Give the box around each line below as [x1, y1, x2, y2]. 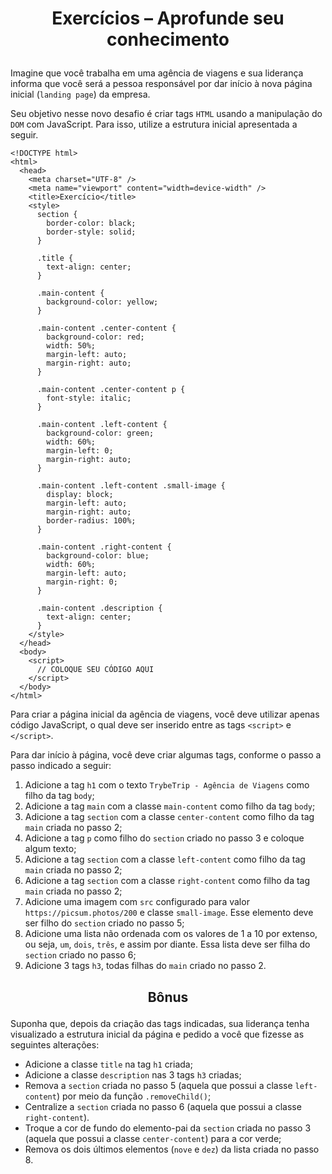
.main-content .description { [36, 603, 163, 614]
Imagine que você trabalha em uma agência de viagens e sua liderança [10, 67, 304, 79]
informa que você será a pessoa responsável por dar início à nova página [10, 78, 313, 90]
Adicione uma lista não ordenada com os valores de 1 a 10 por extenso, [24, 928, 318, 940]
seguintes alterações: [10, 1038, 100, 1051]
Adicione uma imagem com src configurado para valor [24, 896, 250, 908]
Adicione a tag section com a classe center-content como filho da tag [24, 811, 315, 823]
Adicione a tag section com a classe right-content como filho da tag [24, 875, 311, 887]
